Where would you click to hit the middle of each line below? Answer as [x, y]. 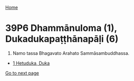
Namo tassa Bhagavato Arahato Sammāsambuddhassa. [71, 53]
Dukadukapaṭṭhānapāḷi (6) [62, 39]
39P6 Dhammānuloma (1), [61, 28]
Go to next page [22, 73]
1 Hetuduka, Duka [31, 63]
